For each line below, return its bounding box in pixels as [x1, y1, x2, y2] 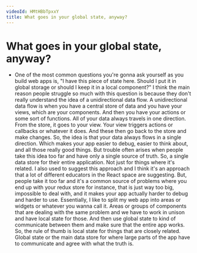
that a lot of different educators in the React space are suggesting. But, [14, 171, 187, 178]
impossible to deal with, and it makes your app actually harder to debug [14, 190, 188, 197]
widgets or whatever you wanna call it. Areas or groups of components [14, 202, 187, 209]
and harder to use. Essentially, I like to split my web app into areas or [14, 197, 181, 204]
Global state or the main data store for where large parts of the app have [14, 234, 191, 241]
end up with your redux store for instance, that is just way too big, [14, 184, 175, 191]
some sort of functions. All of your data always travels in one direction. [14, 115, 186, 122]
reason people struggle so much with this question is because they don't [14, 90, 191, 97]
